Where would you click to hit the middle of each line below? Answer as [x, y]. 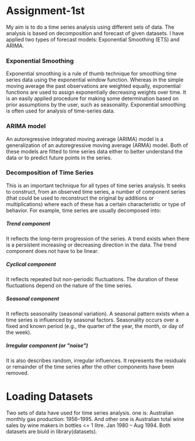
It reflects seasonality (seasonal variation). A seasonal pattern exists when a [97, 313]
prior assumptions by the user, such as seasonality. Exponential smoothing [96, 105]
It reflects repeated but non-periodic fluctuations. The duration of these [92, 279]
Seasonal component [33, 299]
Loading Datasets [50, 396]
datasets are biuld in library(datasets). [52, 431]
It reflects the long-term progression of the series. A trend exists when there [98, 238]
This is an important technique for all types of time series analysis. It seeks [96, 185]
